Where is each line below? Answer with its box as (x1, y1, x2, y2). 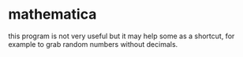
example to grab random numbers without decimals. (8, 39, 178, 48)
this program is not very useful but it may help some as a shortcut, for (8, 31, 235, 41)
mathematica (8, 5, 97, 23)
